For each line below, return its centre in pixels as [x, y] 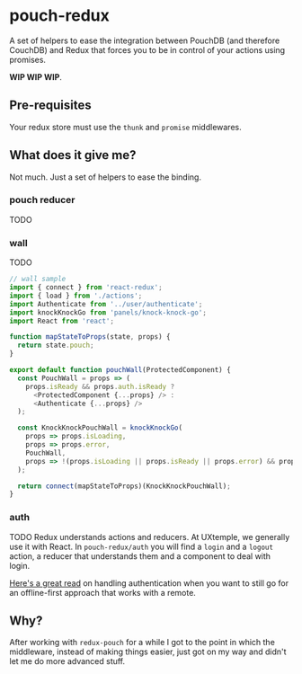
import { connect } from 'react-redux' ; [86, 288]
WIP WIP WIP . [36, 76]
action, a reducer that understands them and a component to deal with [140, 556]
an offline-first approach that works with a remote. [102, 592]
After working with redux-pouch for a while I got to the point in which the [142, 643]
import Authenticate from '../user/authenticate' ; [106, 304]
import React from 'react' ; [62, 321]
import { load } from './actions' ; [76, 296]
